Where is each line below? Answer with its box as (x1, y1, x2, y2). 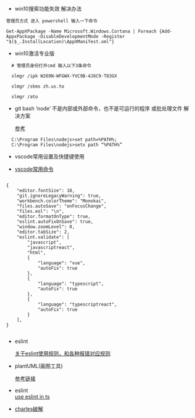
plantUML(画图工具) (14, 362, 63, 370)
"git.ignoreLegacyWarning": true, (16, 193, 101, 199)
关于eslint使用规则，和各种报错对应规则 (14, 350, 111, 357)
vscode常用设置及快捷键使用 (14, 153, 85, 160)
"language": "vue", (37, 260, 85, 266)
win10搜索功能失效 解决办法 (14, 5, 82, 12)
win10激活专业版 (14, 50, 55, 57)
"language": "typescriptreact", (37, 302, 117, 307)
